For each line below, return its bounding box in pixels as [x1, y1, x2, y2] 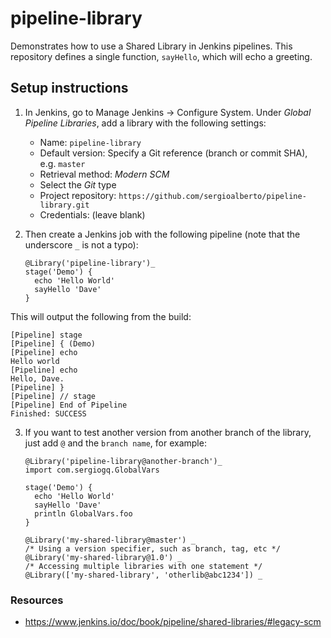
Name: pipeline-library [39, 136, 142, 148]
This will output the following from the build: [10, 310, 192, 322]
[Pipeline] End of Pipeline [10, 400, 128, 410]
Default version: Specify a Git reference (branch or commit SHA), [39, 147, 308, 159]
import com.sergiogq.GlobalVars [24, 465, 160, 475]
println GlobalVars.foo [34, 508, 133, 519]
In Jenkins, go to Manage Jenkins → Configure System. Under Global [24, 106, 312, 118]
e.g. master [39, 157, 86, 169]
